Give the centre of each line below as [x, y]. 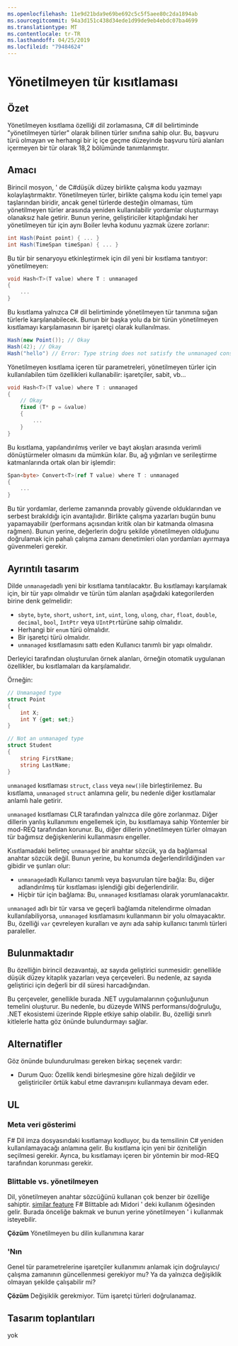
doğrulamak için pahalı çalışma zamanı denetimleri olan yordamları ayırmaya [119, 539]
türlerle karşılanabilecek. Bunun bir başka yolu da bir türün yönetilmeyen [113, 319]
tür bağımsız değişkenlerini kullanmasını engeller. [79, 837]
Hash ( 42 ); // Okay [34, 346]
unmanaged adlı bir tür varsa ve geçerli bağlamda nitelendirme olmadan [109, 908]
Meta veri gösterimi [42, 1125]
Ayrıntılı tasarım [43, 569]
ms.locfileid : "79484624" [45, 47]
